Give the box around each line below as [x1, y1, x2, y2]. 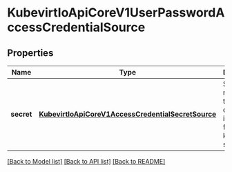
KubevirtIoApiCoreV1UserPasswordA [7, 5, 225, 21]
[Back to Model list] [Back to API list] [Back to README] [7, 157, 166, 165]
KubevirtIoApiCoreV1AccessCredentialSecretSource [39, 109, 217, 119]
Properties [7, 47, 54, 59]
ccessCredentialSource [7, 19, 146, 35]
